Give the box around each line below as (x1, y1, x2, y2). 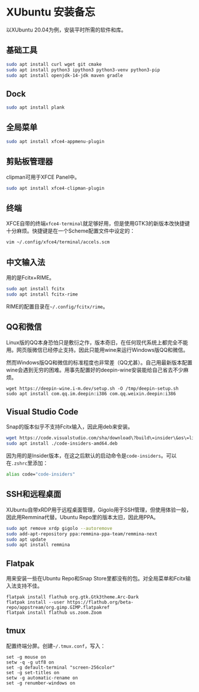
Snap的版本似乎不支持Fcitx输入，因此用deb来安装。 (6, 423, 133, 430)
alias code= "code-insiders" (6, 471, 76, 478)
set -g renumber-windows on (6, 680, 76, 686)
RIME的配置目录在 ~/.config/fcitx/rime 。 (6, 303, 108, 310)
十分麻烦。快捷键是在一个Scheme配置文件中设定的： (6, 227, 135, 234)
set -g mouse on (6, 654, 46, 660)
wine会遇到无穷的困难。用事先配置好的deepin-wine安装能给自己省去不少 (6, 366, 184, 373)
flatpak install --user (6, 599, 65, 605)
